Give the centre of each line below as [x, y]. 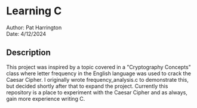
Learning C [34, 11]
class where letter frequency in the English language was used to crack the [98, 73]
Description [28, 53]
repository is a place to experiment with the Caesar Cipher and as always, [97, 92]
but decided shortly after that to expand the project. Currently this [87, 86]
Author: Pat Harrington [34, 27]
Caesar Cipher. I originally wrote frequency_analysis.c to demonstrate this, [98, 79]
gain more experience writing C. [46, 98]
